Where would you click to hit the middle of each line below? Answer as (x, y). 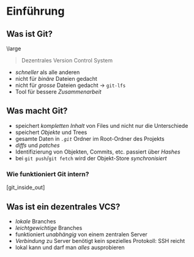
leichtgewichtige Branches (49, 228)
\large (14, 48)
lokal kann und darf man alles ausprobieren (70, 247)
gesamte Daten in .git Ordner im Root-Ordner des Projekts (90, 138)
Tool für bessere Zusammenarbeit (58, 92)
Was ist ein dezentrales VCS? (63, 207)
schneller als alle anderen (47, 72)
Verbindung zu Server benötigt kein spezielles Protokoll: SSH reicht (100, 240)
